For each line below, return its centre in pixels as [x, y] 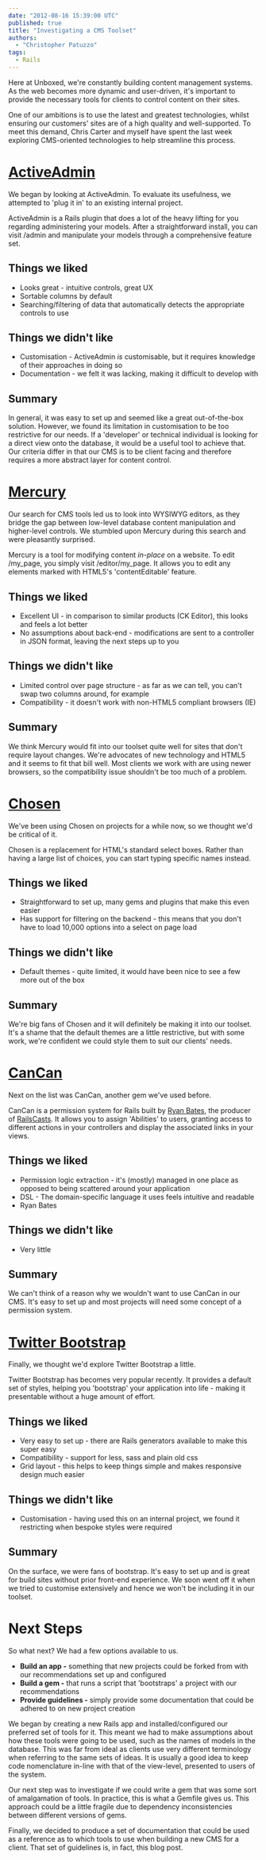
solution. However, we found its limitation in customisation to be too [119, 427]
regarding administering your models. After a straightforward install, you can [133, 226]
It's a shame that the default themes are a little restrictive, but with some [126, 1032]
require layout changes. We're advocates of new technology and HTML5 [127, 755]
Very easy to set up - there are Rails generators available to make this [133, 1441]
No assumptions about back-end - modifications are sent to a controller [137, 633]
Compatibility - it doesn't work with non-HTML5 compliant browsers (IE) [138, 702]
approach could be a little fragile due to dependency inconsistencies [120, 1806]
